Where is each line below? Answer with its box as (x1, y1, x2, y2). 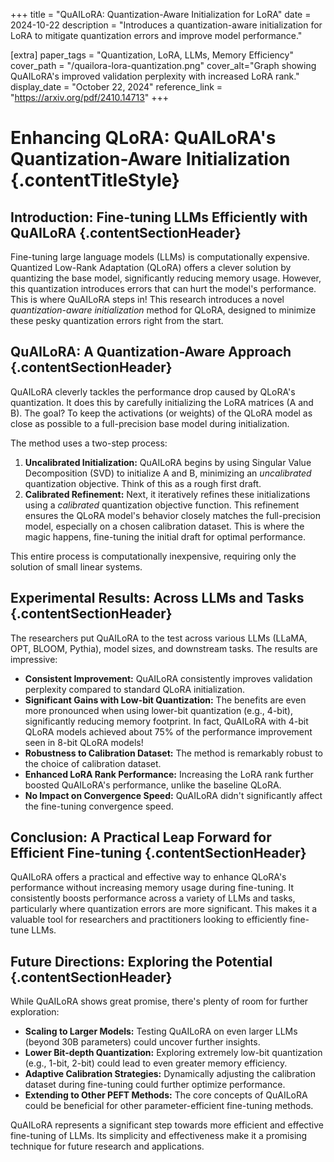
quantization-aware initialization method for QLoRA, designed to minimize (10, 304, 317, 316)
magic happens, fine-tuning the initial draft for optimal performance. (24, 530, 307, 543)
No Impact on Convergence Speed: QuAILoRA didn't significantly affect (24, 789, 323, 801)
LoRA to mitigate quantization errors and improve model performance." (10, 30, 303, 41)
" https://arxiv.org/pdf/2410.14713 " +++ (10, 92, 170, 103)
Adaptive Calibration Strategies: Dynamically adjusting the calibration (24, 1068, 316, 1080)
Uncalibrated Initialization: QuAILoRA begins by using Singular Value (24, 456, 312, 468)
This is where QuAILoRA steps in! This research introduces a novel (10, 294, 285, 305)
